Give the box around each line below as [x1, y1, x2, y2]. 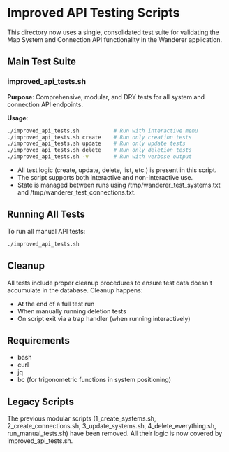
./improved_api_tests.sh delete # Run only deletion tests [7, 147, 192, 154]
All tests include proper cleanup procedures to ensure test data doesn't [7, 278, 213, 287]
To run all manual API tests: [7, 227, 86, 235]
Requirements [7, 334, 70, 346]
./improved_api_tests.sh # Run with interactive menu [7, 127, 198, 134]
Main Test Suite [7, 56, 77, 68]
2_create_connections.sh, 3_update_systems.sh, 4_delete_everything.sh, [7, 422, 216, 430]
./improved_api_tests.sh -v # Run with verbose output [7, 153, 192, 160]
